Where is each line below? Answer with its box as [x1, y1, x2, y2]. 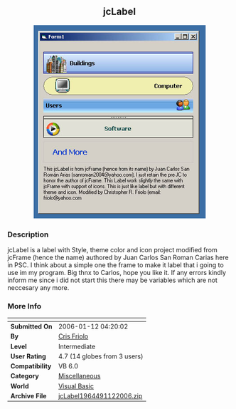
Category [10, 372, 39, 380]
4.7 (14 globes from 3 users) [58, 352, 144, 361]
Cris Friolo [58, 332, 89, 341]
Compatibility [10, 362, 52, 371]
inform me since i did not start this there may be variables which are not [7, 276, 218, 284]
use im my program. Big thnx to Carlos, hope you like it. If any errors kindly [7, 269, 226, 277]
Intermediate [58, 342, 96, 351]
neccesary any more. [7, 284, 70, 292]
